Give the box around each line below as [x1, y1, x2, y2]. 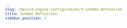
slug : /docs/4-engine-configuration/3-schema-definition [5, 7, 123, 12]
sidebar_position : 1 [5, 16, 47, 20]
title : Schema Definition [5, 11, 57, 16]
